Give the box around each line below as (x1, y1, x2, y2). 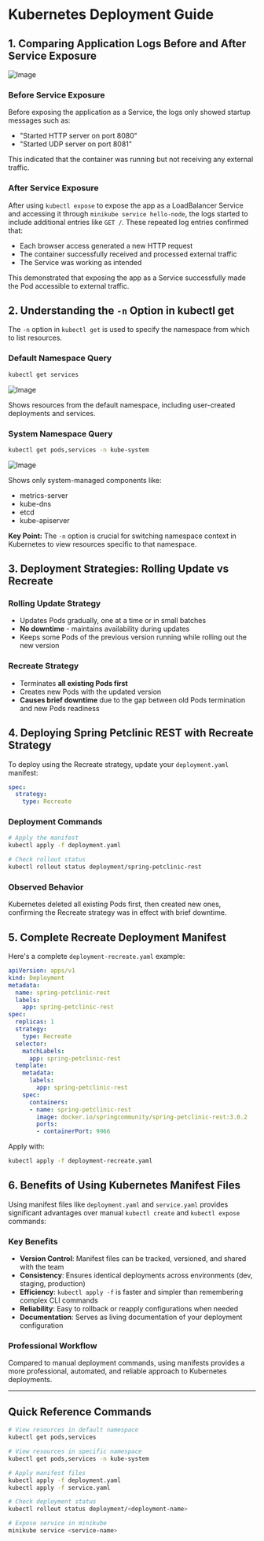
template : (15, 1062, 47, 1070)
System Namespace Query (8, 428, 113, 439)
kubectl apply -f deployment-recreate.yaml (8, 1157, 153, 1165)
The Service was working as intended (19, 257, 142, 267)
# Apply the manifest (8, 834, 79, 842)
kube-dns (19, 499, 52, 508)
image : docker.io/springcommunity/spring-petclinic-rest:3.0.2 (36, 1113, 247, 1121)
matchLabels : (22, 1047, 65, 1055)
